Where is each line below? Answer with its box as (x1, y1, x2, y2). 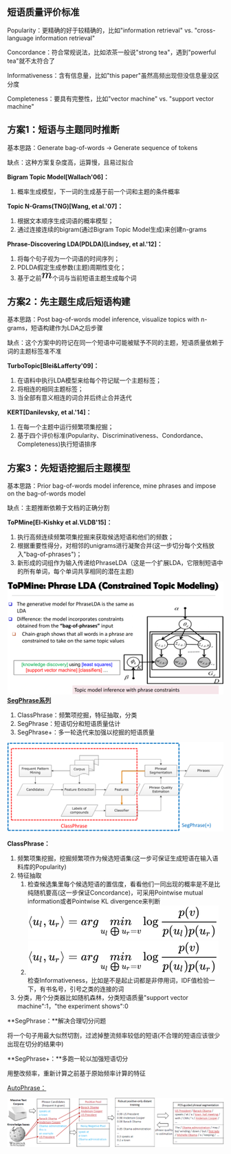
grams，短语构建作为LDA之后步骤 (7, 324, 103, 332)
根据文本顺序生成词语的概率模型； (16, 216, 114, 225)
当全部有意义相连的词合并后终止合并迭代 (16, 394, 132, 402)
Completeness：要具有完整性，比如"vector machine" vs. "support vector (7, 94, 214, 103)
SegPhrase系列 (7, 696, 52, 704)
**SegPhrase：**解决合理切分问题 (7, 1016, 107, 1025)
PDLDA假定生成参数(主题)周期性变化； (16, 263, 126, 271)
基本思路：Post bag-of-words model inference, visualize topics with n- (7, 315, 208, 323)
